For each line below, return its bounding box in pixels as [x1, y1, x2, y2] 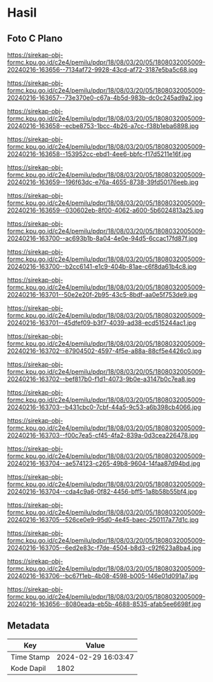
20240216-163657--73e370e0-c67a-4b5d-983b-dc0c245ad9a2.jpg [7, 93, 203, 102]
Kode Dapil [10, 663, 46, 673]
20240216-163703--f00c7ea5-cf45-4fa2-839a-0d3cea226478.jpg [7, 431, 198, 439]
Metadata [7, 620, 50, 631]
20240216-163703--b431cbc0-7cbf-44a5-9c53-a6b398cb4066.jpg [7, 403, 202, 411]
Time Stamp [10, 652, 50, 662]
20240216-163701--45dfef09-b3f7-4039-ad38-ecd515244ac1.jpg [7, 318, 196, 327]
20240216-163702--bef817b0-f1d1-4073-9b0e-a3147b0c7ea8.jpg [7, 375, 196, 383]
